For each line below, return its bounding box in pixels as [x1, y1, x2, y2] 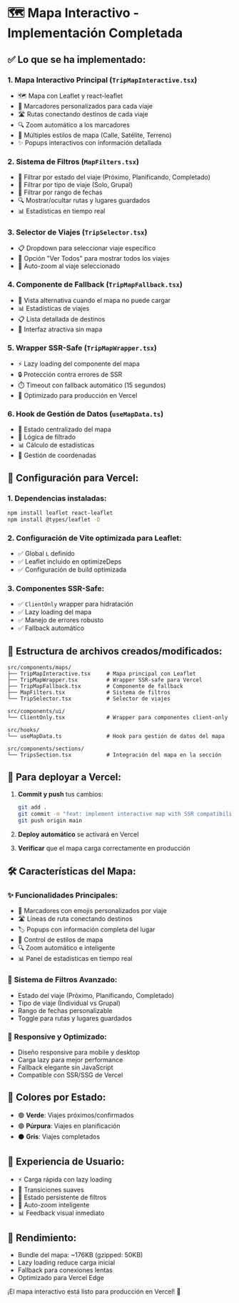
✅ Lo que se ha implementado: [7, 54, 146, 66]
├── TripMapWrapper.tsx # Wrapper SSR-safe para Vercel [7, 677, 203, 684]
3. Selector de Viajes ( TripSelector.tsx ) [7, 227, 148, 237]
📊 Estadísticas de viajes [17, 304, 90, 312]
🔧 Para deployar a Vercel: [7, 771, 121, 783]
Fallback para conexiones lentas [17, 1266, 113, 1274]
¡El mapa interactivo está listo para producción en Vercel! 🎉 [7, 1287, 181, 1296]
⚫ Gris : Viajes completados [17, 1132, 101, 1141]
